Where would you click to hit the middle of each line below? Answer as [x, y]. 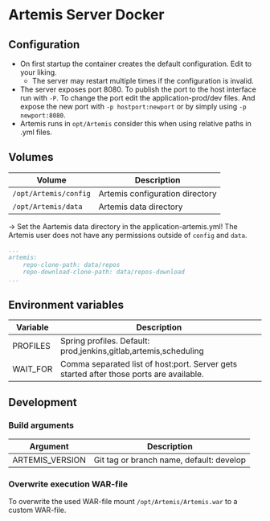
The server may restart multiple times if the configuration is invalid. [143, 81]
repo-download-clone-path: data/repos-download [104, 272]
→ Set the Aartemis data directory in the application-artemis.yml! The [123, 226]
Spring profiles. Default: [105, 341]
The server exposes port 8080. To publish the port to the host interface [138, 89]
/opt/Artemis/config [51, 193]
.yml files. [36, 132]
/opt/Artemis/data [47, 206]
